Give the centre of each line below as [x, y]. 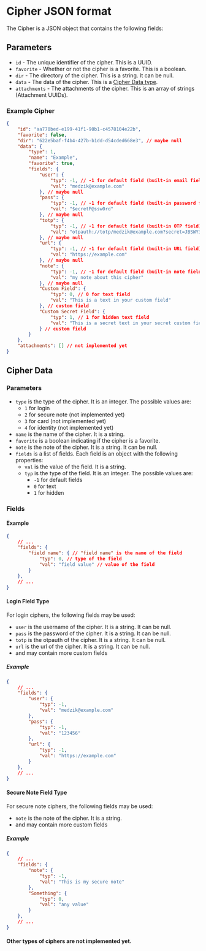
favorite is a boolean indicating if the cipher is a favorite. [88, 440]
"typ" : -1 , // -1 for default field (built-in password [123, 204]
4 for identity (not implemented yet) [69, 427]
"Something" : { [48, 893]
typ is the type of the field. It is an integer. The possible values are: [109, 473]
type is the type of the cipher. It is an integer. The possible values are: [103, 401]
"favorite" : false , [42, 135]
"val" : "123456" [60, 733]
